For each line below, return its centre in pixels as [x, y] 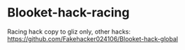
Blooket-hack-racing [68, 13]
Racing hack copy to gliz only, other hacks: [69, 32]
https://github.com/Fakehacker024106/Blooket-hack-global [92, 38]
